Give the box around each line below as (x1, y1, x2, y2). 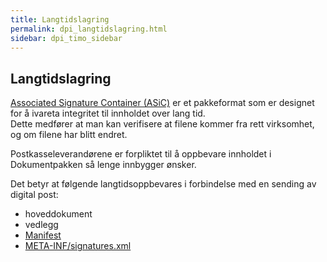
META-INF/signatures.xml (24, 240, 132, 252)
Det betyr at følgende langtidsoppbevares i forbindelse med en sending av (10, 178, 317, 190)
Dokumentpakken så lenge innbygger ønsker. (10, 159, 197, 171)
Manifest (24, 229, 62, 241)
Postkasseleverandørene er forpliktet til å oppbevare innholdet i (10, 148, 272, 160)
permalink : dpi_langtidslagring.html (10, 24, 168, 34)
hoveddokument (24, 208, 93, 220)
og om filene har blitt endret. (10, 129, 128, 141)
